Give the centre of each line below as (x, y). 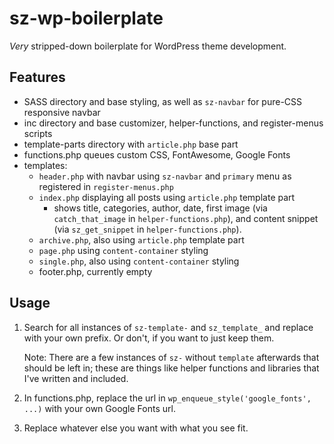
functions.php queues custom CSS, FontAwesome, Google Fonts (157, 154)
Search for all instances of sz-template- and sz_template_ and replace (168, 327)
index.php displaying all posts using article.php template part (167, 197)
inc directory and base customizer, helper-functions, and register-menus (173, 123)
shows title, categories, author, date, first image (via (160, 208)
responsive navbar (62, 112)
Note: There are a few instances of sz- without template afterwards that (171, 357)
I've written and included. (76, 378)
